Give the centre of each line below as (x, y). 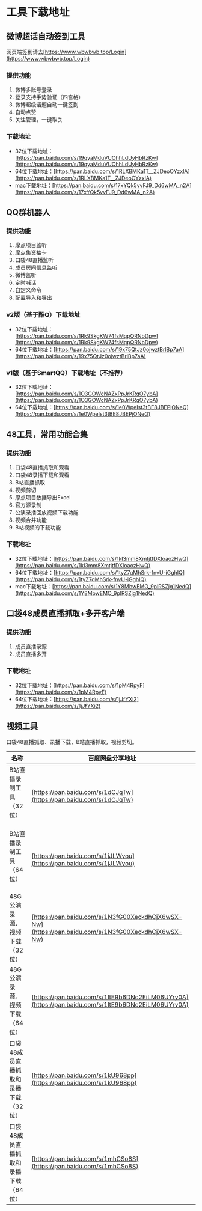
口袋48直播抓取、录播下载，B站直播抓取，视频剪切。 (72, 742)
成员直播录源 (31, 646)
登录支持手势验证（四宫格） (49, 97)
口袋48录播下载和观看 (42, 475)
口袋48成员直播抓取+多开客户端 (66, 614)
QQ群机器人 (28, 212)
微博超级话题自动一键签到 (47, 105)
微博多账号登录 (33, 90)
